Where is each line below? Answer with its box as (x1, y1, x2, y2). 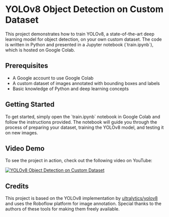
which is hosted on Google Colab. (5, 47, 75, 53)
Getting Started (5, 100, 55, 109)
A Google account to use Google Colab (12, 75, 94, 81)
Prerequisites (5, 61, 48, 70)
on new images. (5, 129, 38, 135)
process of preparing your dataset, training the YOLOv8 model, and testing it (5, 124, 164, 130)
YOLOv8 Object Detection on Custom (5, 4, 163, 15)
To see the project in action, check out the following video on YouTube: (5, 158, 152, 164)
